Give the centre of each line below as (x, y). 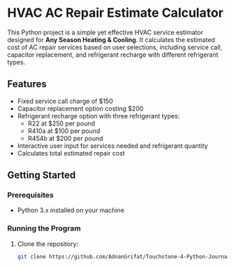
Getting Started (42, 176)
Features (27, 84)
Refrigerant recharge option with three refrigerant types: (98, 116)
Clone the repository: (48, 244)
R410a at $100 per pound (64, 130)
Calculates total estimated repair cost (71, 153)
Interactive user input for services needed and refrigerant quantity (112, 146)
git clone (32, 256)
